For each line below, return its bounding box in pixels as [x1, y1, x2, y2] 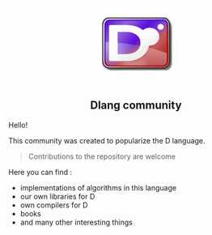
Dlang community [90, 99, 182, 113]
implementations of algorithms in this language [19, 182, 176, 192]
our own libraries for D [19, 191, 95, 201]
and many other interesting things [19, 217, 134, 227]
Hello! [8, 120, 28, 130]
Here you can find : [8, 167, 73, 177]
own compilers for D [19, 200, 88, 210]
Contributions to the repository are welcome [28, 152, 176, 161]
